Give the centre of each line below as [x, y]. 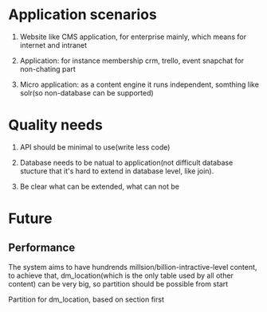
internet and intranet [53, 45]
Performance [42, 248]
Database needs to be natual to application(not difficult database [126, 162]
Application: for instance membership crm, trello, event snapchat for [132, 60]
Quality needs [56, 125]
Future [31, 218]
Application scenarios [82, 15]
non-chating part [47, 68]
